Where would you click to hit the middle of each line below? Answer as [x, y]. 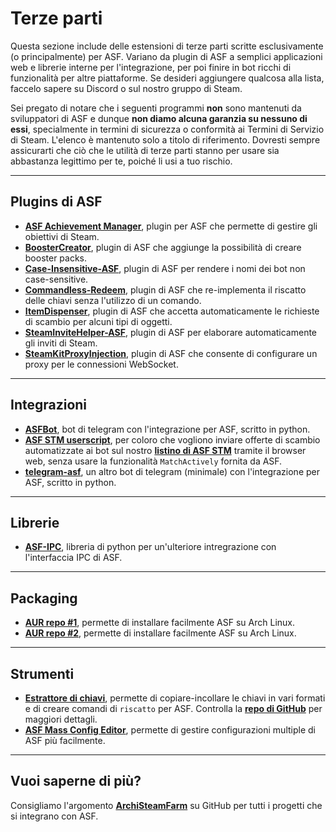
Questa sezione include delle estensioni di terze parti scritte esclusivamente [167, 46]
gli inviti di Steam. [61, 343]
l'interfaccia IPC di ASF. [73, 558]
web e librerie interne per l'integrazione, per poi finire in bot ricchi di [151, 67]
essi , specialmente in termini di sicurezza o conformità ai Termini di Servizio [167, 129]
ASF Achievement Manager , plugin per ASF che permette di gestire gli [171, 226]
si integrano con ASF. [54, 816]
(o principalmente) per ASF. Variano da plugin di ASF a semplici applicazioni [166, 56]
